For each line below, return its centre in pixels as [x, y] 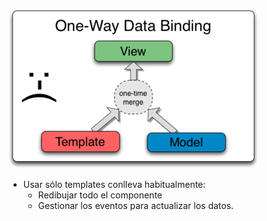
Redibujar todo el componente [100, 195]
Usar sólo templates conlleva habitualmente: [114, 184]
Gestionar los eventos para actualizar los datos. [136, 205]
